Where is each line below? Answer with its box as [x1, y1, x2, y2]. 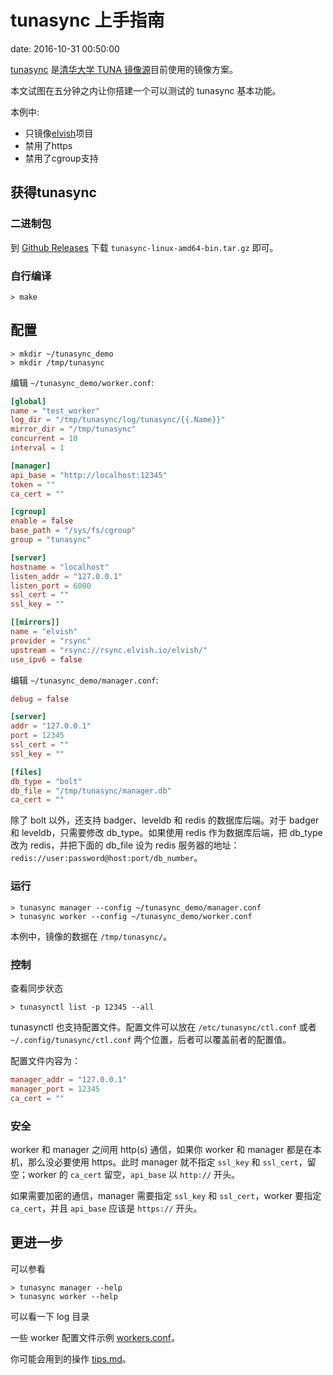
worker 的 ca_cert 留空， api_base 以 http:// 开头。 [27, 1168, 241, 1180]
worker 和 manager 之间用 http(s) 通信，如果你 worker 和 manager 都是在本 [10, 1143, 322, 1155]
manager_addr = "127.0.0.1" [10, 1074, 128, 1085]
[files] [10, 767, 43, 777]
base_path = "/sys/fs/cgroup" [10, 526, 137, 536]
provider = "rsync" [10, 636, 92, 646]
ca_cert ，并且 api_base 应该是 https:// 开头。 [10, 1202, 203, 1214]
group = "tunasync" [10, 535, 92, 545]
